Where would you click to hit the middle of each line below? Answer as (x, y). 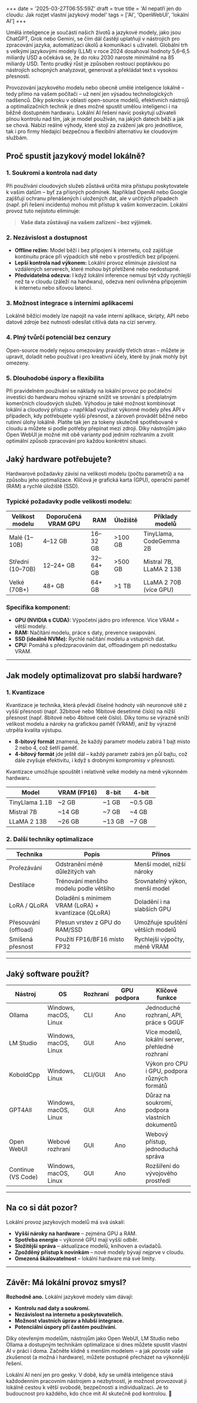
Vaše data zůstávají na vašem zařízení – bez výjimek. (86, 222)
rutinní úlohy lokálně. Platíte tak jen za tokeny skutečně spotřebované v (92, 422)
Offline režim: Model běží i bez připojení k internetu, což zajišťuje (94, 250)
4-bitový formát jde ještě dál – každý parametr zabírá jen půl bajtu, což (101, 754)
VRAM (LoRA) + (77, 906)
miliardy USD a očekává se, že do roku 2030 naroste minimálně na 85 (90, 57)
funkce (167, 998)
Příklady (166, 516)
